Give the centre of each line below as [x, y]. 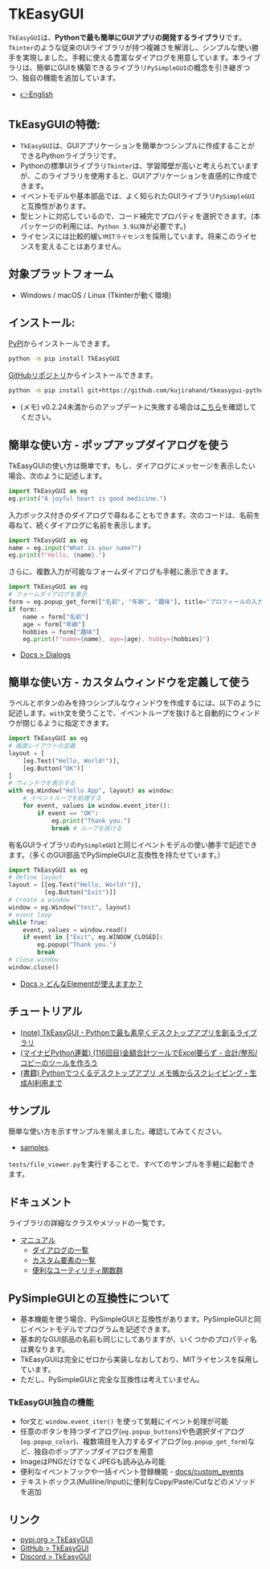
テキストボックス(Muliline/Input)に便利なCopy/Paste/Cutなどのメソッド [138, 1482]
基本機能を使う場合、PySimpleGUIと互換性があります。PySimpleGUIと [137, 1319]
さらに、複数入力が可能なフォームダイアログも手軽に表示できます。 [121, 572]
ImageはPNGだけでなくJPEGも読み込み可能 [93, 1462]
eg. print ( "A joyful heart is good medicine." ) [88, 499]
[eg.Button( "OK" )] [53, 768]
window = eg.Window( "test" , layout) [70, 907]
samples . [35, 1148]
